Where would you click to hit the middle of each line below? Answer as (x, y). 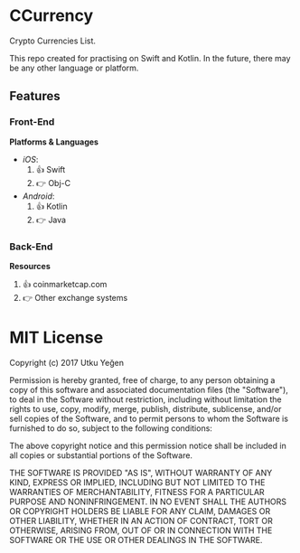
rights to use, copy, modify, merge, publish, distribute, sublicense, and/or (145, 408)
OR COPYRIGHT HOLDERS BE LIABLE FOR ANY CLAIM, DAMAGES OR (140, 511)
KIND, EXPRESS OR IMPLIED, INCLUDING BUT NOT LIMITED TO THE (137, 482)
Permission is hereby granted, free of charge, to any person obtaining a (142, 380)
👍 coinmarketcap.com (65, 284)
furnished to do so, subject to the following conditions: (111, 428)
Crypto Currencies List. (53, 41)
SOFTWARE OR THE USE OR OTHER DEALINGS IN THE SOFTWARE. (136, 539)
